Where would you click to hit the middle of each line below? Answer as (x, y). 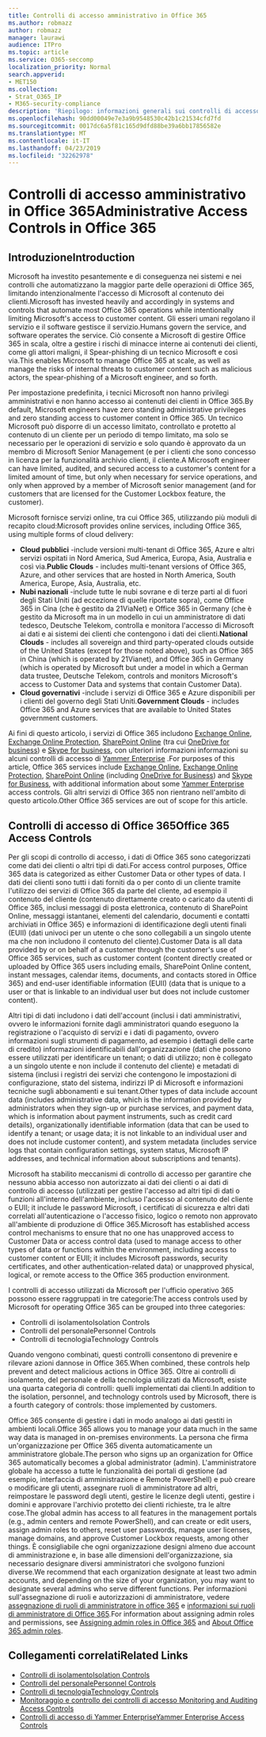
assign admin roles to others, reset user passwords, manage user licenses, (130, 1530)
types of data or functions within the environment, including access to (122, 1250)
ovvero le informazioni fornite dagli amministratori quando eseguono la (123, 1024)
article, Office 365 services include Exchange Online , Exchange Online (123, 767)
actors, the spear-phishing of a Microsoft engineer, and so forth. (113, 378)
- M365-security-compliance (55, 104)
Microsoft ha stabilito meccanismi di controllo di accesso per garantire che (130, 1174)
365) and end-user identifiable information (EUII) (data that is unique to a (127, 984)
